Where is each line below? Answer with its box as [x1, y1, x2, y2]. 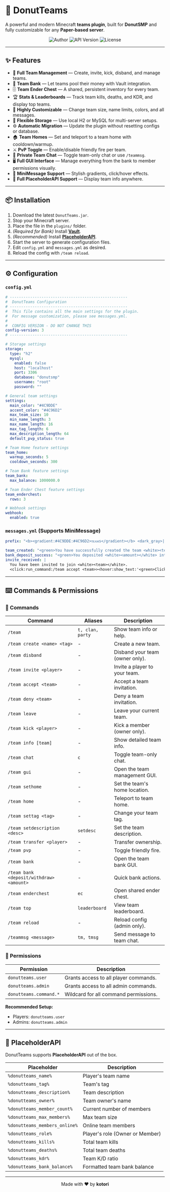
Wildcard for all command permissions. [64, 991, 158, 998]
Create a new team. [113, 640, 160, 648]
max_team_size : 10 [10, 412, 49, 417]
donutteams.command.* [8, 991, 60, 997]
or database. [12, 128, 39, 134]
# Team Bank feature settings [5, 469, 69, 474]
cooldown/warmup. [12, 141, 54, 147]
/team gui [8, 770, 31, 775]
